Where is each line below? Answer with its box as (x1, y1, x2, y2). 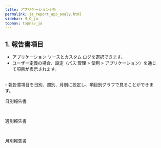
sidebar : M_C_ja (5, 16, 38, 21)
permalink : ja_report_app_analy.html (5, 12, 82, 17)
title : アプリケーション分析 (5, 7, 57, 12)
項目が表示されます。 (16, 66, 60, 72)
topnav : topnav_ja (5, 21, 42, 26)
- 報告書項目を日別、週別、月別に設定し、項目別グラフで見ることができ (5, 82, 150, 88)
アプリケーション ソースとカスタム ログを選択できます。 (12, 54, 125, 60)
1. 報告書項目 (5, 40, 44, 48)
